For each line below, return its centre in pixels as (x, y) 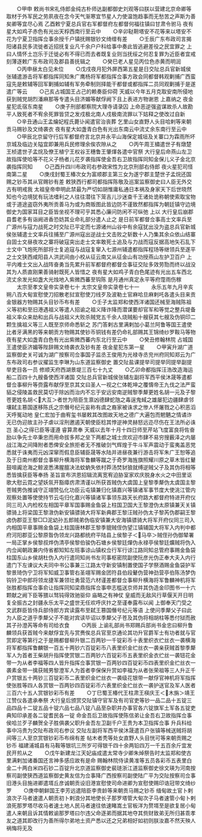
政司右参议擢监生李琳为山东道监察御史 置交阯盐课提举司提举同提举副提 (104, 362)
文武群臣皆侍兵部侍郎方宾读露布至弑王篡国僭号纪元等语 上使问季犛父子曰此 (99, 610)
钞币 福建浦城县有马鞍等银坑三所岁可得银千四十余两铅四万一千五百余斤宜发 (99, 745)
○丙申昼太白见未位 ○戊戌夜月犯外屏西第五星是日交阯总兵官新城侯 (104, 69)
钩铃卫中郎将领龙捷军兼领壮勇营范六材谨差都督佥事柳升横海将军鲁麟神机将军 (101, 580)
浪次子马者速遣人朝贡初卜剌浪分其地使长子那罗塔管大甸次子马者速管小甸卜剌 (101, 798)
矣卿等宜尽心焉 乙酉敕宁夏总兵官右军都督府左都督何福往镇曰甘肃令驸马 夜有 (100, 24)
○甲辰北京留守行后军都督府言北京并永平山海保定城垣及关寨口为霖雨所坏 (106, 136)
